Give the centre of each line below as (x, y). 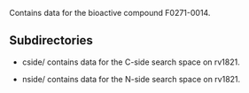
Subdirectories (51, 40)
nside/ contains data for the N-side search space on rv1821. (131, 79)
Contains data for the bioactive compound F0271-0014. (110, 13)
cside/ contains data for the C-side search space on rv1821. (131, 62)
